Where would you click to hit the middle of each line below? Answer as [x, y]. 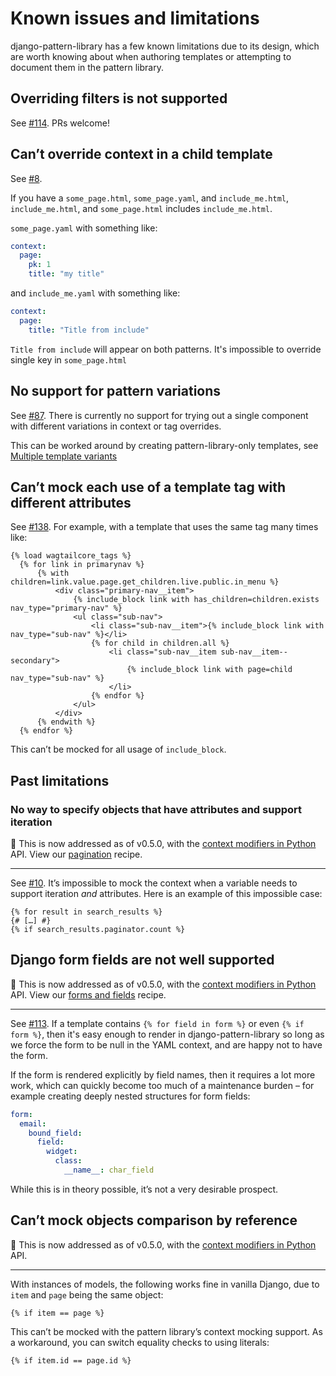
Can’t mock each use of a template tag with [148, 487]
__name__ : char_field [109, 1170]
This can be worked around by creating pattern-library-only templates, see [164, 445]
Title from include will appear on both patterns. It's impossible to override [166, 349]
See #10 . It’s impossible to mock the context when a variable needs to [154, 883]
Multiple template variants [64, 456]
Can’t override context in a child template [141, 154]
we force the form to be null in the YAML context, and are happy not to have [166, 1044]
